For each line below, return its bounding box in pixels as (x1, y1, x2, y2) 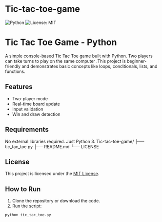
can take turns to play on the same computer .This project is (5, 58, 126, 64)
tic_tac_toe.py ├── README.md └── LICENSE (5, 143, 99, 150)
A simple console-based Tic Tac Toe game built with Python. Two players (5, 53, 153, 59)
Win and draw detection (12, 111, 61, 117)
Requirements (5, 126, 49, 134)
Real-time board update (12, 101, 60, 107)
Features (5, 83, 33, 91)
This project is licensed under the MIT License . (5, 171, 100, 177)
